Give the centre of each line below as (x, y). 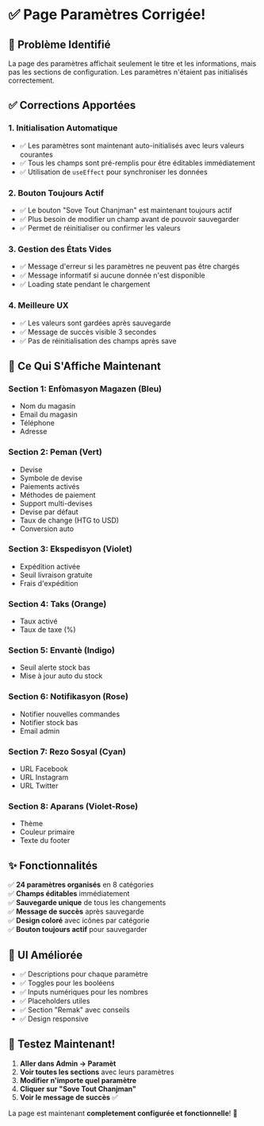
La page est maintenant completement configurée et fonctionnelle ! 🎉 (123, 1113)
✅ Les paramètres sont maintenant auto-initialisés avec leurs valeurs (132, 146)
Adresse (33, 432)
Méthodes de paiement (57, 495)
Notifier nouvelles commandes (70, 714)
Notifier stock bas (49, 722)
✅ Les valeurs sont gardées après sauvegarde (95, 323)
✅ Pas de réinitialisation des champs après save (98, 340)
